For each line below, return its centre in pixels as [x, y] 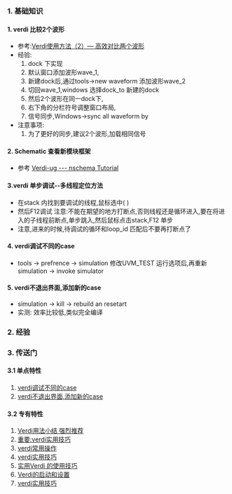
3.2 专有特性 [25, 414]
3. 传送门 [22, 352]
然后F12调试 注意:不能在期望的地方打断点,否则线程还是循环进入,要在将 [118, 211]
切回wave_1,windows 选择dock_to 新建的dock [94, 90]
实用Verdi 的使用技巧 [47, 466]
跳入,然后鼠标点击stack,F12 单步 [127, 220]
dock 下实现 [45, 64]
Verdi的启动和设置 [43, 474]
